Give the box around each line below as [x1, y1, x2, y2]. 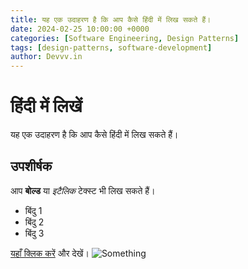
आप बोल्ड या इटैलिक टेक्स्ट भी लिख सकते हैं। [10, 184, 156, 196]
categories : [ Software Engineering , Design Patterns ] [10, 33, 240, 43]
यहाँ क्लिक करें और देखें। [10, 247, 90, 259]
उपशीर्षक [10, 158, 53, 175]
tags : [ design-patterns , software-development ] [10, 42, 213, 53]
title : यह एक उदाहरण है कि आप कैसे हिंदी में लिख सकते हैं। [10, 14, 212, 25]
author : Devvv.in [10, 52, 83, 62]
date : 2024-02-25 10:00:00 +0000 [10, 24, 150, 34]
